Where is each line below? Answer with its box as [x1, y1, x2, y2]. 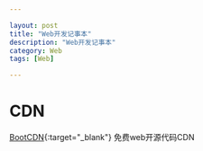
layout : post [9, 21, 59, 30]
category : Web [9, 46, 63, 55]
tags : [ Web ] [9, 55, 54, 64]
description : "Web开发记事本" [9, 38, 116, 47]
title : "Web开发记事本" [9, 29, 92, 39]
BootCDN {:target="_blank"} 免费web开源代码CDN [9, 132, 195, 143]
